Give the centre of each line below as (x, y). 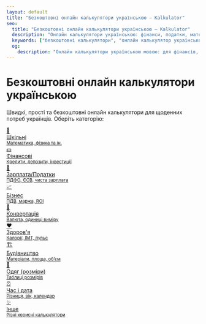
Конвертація (23, 213)
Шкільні (16, 137)
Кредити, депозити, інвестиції (39, 162)
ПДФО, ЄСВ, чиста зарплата (37, 180)
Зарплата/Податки (31, 174)
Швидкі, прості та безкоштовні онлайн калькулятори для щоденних (94, 112)
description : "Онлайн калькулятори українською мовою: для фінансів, (108, 52)
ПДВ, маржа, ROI (25, 201)
